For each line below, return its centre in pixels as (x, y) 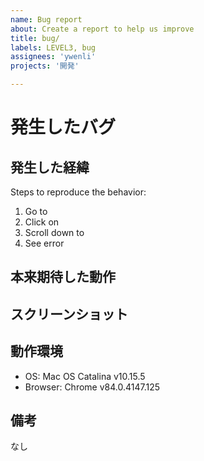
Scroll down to (54, 232)
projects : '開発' (45, 66)
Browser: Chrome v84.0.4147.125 (92, 387)
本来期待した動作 (63, 277)
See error (44, 243)
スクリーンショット (69, 314)
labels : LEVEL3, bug (53, 47)
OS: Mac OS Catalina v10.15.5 (85, 376)
